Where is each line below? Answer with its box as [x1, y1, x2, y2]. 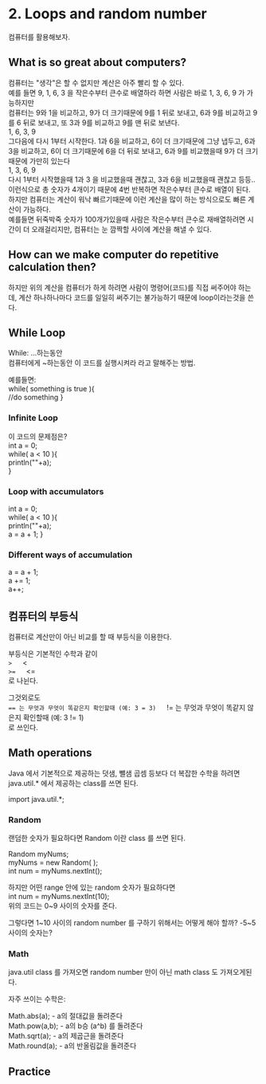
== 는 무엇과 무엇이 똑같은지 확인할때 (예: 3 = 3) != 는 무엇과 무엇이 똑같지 [8, 703, 246, 713]
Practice [8, 1065, 51, 1078]
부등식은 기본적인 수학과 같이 [8, 649, 98, 658]
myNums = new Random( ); [8, 858, 98, 867]
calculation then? [8, 261, 97, 274]
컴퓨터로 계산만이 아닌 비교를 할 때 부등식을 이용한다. [8, 632, 172, 642]
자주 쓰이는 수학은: [8, 994, 66, 1004]
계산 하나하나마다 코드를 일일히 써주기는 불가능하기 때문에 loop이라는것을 [18, 293, 246, 302]
